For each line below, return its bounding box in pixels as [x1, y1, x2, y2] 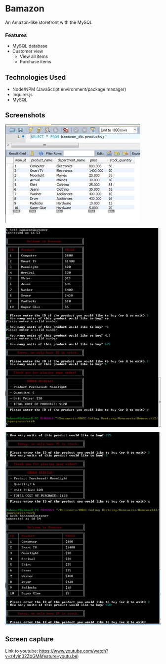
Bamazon [5, 3, 44, 14]
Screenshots [5, 111, 45, 119]
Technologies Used [5, 73, 66, 82]
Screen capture [5, 635, 54, 643]
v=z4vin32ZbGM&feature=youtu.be [5, 653, 78, 659]
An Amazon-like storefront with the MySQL [5, 19, 93, 25]
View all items [19, 53, 48, 59]
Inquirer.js [12, 92, 33, 98]
